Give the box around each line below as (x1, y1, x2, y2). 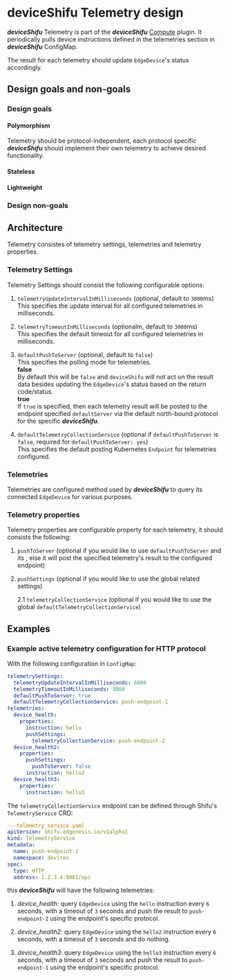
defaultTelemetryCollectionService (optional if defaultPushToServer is (17, 430, 219, 438)
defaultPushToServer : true (13, 692, 91, 699)
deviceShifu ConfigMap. (7, 42, 78, 51)
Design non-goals (7, 200, 69, 210)
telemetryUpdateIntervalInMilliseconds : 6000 (13, 679, 147, 686)
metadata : (7, 841, 36, 848)
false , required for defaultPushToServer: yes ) (17, 437, 148, 446)
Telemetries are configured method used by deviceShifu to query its (7, 485, 203, 494)
